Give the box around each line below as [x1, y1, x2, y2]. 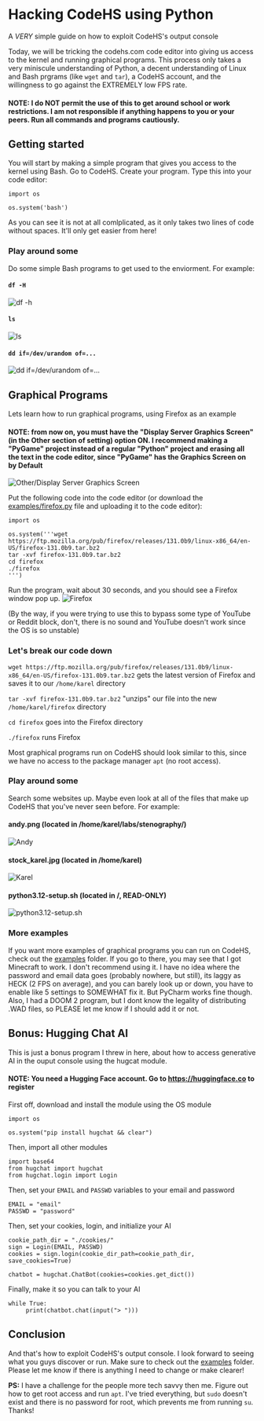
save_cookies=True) [8, 1257, 72, 1265]
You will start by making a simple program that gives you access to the [8, 159, 237, 168]
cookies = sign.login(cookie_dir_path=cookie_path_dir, [8, 1250, 195, 1258]
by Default [8, 460, 43, 470]
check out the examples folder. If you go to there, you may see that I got [8, 954, 241, 963]
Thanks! [8, 1405, 35, 1415]
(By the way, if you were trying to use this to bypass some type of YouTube [8, 609, 251, 618]
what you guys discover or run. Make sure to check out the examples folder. [8, 1357, 255, 1366]
